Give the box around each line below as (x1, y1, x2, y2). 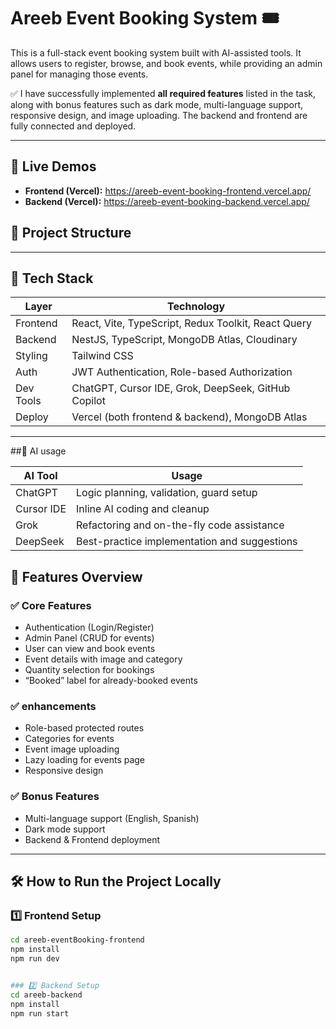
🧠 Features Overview (10, 568, 143, 585)
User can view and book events (24, 643, 156, 655)
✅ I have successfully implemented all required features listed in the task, (10, 87, 316, 99)
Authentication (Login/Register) (24, 621, 155, 634)
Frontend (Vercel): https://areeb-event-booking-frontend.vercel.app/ (24, 185, 312, 197)
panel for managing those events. (10, 68, 149, 80)
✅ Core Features (10, 598, 92, 612)
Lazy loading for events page (24, 754, 146, 766)
